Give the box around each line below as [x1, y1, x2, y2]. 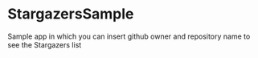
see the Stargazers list [7, 39, 82, 49]
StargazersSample [7, 5, 134, 23]
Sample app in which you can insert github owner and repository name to [7, 31, 251, 41]
